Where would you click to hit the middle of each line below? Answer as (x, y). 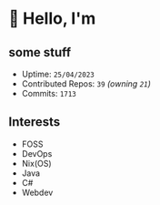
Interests (35, 122)
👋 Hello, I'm (52, 19)
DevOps (37, 153)
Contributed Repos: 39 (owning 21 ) (86, 84)
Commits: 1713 (49, 93)
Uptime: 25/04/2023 (58, 74)
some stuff (40, 52)
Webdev (37, 192)
